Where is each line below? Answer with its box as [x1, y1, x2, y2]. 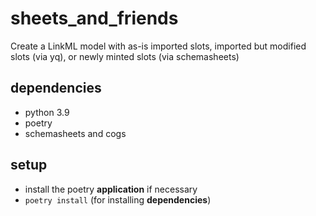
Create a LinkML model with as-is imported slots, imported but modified [10, 40, 307, 52]
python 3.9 [24, 106, 70, 118]
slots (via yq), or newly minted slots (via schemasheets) [10, 50, 240, 62]
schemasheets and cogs [24, 127, 127, 139]
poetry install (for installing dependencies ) [24, 193, 212, 206]
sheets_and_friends [10, 7, 179, 30]
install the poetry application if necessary [24, 183, 198, 195]
